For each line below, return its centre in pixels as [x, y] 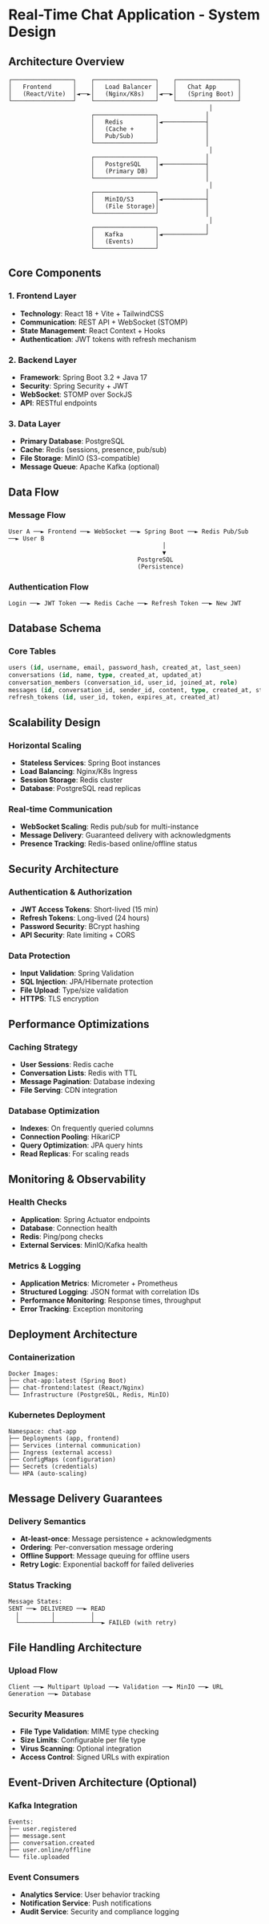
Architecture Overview [66, 61]
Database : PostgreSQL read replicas [80, 789]
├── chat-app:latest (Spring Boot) [68, 1380]
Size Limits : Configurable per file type [83, 1740]
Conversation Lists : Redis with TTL [78, 1073]
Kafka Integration [43, 1805]
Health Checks [38, 1202]
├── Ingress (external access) [60, 1453]
